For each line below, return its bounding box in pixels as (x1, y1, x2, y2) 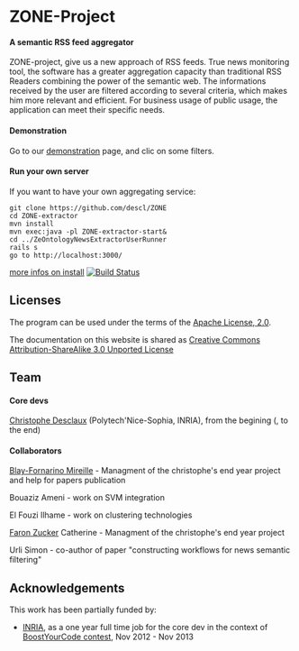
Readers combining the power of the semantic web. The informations (9, 76, 267, 87)
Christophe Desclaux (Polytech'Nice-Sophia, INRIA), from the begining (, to (9, 415, 288, 426)
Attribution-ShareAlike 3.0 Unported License (9, 344, 174, 354)
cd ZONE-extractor (9, 211, 78, 220)
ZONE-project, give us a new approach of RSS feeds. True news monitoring (9, 57, 290, 68)
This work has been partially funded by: (9, 604, 158, 615)
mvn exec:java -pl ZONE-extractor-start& (9, 227, 168, 236)
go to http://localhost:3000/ (9, 251, 123, 260)
